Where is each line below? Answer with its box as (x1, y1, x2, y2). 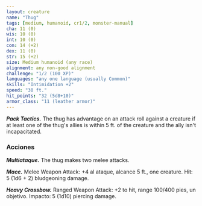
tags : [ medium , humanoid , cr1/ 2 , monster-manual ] (6, 20, 134, 26)
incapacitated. (6, 128, 42, 135)
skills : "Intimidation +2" (6, 82, 74, 88)
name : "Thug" (6, 14, 39, 20)
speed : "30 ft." (6, 87, 47, 93)
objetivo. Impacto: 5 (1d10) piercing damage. (6, 192, 116, 199)
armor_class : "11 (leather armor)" (6, 98, 96, 104)
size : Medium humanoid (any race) (6, 59, 93, 65)
